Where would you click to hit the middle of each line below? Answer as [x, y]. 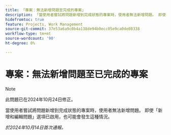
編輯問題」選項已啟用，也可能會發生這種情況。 [63, 116]
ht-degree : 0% [20, 43]
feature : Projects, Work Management [44, 24]
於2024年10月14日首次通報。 [36, 127]
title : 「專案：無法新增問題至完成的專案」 [46, 10]
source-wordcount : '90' [31, 39]
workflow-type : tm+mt [28, 34]
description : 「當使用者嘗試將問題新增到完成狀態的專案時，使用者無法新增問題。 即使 [86, 15]
